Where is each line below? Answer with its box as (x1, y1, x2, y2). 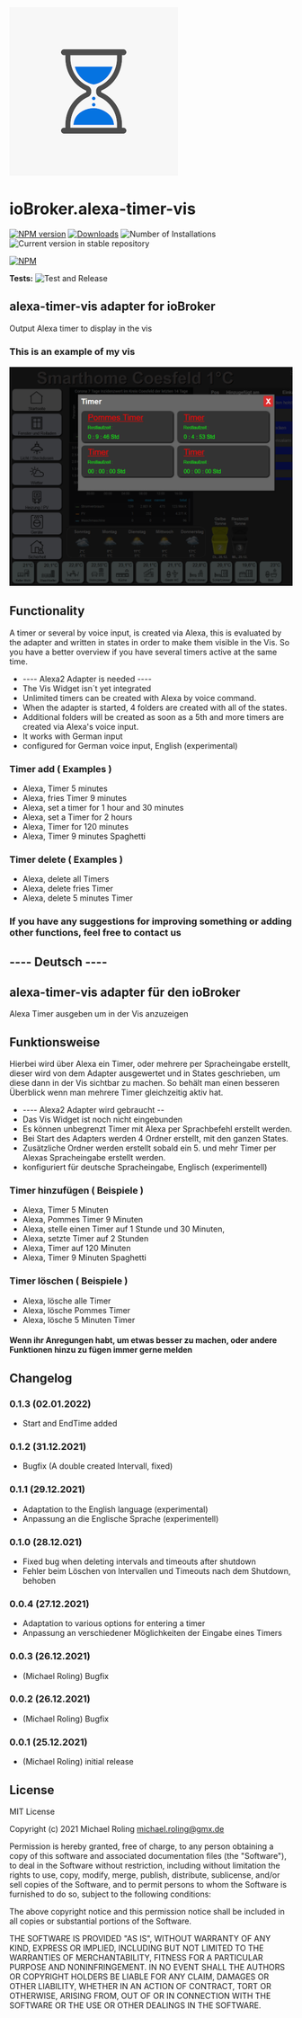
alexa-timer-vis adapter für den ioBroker (9, 984, 241, 1000)
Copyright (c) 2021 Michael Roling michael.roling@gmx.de (9, 1823, 225, 1834)
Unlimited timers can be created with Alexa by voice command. (22, 692, 257, 703)
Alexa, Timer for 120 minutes (22, 821, 129, 831)
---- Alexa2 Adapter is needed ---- (22, 673, 153, 684)
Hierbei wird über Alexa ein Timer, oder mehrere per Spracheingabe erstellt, (9, 1059, 290, 1070)
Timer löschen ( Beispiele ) (9, 1275, 129, 1287)
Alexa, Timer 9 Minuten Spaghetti (22, 1252, 147, 1263)
